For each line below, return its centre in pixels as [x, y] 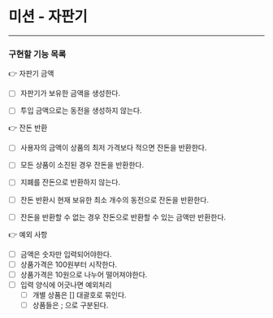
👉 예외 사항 [28, 234]
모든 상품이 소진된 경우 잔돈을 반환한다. [82, 165]
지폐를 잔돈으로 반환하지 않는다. [70, 182]
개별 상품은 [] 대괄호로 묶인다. [80, 294]
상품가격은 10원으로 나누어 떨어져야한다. [84, 274]
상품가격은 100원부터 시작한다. [69, 264]
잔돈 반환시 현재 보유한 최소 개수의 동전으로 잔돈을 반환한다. [115, 199]
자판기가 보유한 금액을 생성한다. [70, 94]
